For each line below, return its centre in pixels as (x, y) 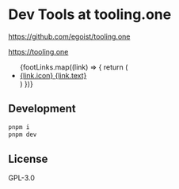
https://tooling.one (38, 51)
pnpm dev (23, 134)
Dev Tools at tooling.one (90, 15)
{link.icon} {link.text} (53, 75)
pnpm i (19, 127)
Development (42, 109)
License (28, 159)
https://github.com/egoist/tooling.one (69, 36)
